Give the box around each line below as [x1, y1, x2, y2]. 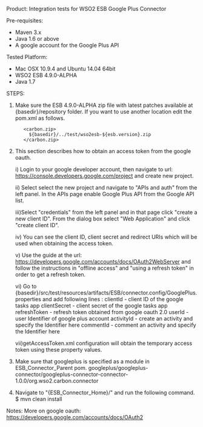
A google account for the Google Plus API [15, 42, 119, 49]
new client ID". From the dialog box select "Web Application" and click [15, 215, 190, 222]
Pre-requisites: [6, 17, 44, 24]
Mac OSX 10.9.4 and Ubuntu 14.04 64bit [15, 65, 116, 72]
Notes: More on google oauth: [6, 407, 81, 414]
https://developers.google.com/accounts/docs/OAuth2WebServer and [15, 258, 191, 265]
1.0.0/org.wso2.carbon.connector [15, 377, 99, 384]
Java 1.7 [15, 78, 36, 85]
